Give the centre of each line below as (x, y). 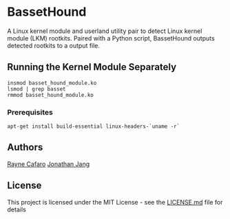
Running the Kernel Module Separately (92, 67)
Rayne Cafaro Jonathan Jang (49, 164)
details (17, 209)
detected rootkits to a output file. (54, 45)
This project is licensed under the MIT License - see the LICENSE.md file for (115, 202)
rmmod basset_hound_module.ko (51, 95)
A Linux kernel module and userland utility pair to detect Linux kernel (105, 31)
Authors (25, 147)
